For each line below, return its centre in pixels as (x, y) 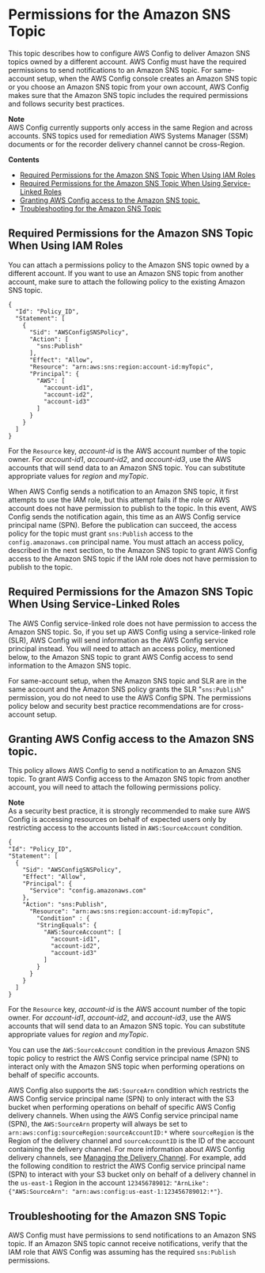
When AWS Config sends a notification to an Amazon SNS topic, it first (123, 491)
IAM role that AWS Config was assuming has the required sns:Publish (122, 1252)
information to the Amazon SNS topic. (70, 665)
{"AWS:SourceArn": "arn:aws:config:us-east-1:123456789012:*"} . (115, 1192)
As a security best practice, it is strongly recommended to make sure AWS (129, 811)
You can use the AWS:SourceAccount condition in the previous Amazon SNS (129, 1050)
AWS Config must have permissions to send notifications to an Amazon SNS (132, 1235)
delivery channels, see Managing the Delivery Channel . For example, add (127, 1157)
